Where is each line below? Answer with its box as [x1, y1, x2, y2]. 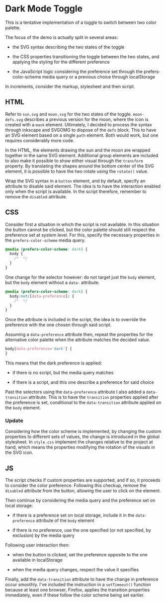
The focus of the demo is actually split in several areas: [5, 34, 118, 40]
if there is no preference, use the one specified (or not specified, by [12, 527, 152, 533]
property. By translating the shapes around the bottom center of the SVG [5, 163, 154, 169]
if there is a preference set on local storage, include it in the [12, 513, 135, 518]
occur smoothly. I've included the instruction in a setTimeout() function [5, 582, 151, 588]
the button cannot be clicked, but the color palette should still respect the [5, 227, 156, 233]
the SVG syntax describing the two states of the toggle [12, 44, 125, 50]
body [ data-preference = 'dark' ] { [5, 346, 72, 351]
